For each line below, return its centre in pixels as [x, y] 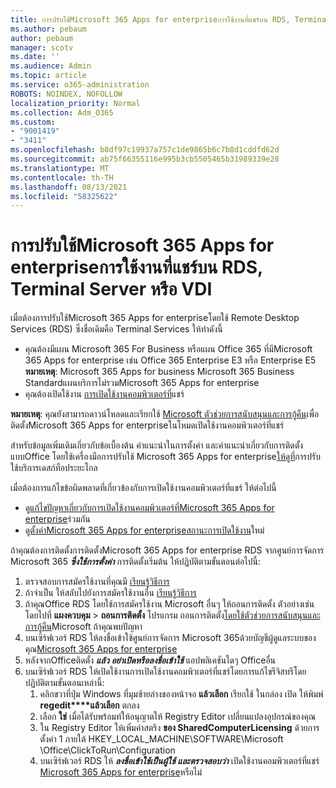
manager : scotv [42, 47]
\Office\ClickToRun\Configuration [107, 750]
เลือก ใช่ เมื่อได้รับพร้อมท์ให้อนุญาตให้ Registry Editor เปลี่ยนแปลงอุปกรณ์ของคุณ [177, 717]
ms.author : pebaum [48, 29]
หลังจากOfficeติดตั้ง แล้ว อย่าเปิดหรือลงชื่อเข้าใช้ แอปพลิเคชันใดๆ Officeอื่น [150, 660]
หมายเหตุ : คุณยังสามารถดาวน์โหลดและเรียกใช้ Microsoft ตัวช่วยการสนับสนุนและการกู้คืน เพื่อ [165, 414]
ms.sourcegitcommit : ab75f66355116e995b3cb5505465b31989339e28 [145, 159]
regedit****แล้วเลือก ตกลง [89, 705]
